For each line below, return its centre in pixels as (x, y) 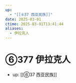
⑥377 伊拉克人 (38, 60)
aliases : (14, 29)
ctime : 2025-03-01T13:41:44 (34, 24)
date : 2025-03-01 (23, 19)
